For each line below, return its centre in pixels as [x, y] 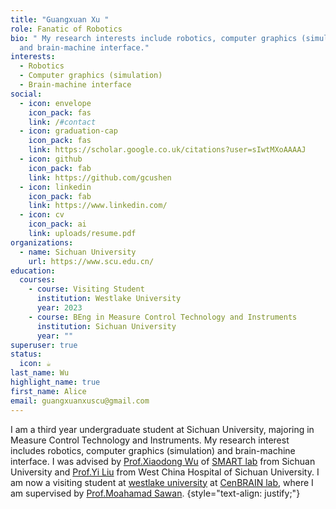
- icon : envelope [55, 103]
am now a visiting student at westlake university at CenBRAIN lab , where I [162, 482]
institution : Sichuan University [106, 326]
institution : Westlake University [109, 299]
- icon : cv [42, 215]
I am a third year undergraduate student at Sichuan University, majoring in [162, 429]
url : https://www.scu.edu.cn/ [91, 261]
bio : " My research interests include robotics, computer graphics [154, 38]
